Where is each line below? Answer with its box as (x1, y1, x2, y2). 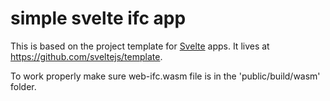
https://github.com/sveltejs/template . (10, 50, 163, 62)
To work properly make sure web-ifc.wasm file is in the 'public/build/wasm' (10, 70, 321, 82)
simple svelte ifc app (10, 7, 187, 30)
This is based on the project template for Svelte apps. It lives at (10, 40, 270, 52)
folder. (10, 80, 37, 92)
